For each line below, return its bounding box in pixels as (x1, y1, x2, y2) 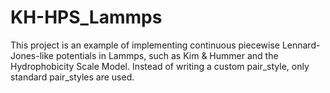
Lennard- (281, 39, 321, 51)
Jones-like (10, 49, 54, 61)
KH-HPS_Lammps (10, 6, 163, 29)
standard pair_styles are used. (10, 71, 135, 83)
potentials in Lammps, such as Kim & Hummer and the (55, 49, 279, 61)
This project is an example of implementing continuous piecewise (10, 39, 280, 51)
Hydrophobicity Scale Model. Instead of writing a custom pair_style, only (10, 60, 310, 72)
